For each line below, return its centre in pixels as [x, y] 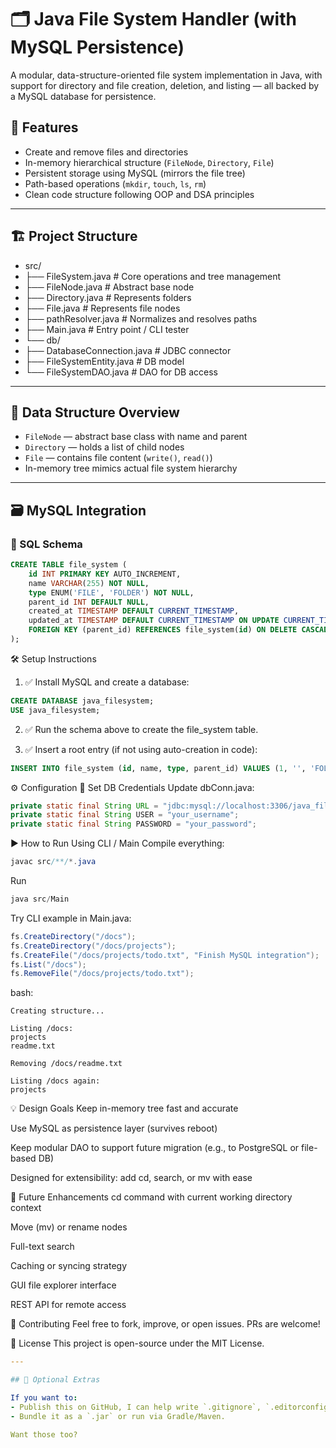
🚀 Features [44, 127]
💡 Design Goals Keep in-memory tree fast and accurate [124, 1108]
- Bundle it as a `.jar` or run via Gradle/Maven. [118, 1416]
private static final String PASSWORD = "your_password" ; [133, 824]
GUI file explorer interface [63, 1285]
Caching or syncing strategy [69, 1266]
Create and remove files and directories [106, 152]
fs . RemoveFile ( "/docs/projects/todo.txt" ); [102, 974]
